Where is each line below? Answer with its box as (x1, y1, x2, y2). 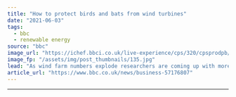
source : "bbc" (7, 43, 49, 50)
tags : (7, 23, 23, 30)
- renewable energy (13, 37, 71, 44)
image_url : (7, 50, 39, 57)
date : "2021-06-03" (7, 17, 65, 24)
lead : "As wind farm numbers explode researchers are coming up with (7, 63, 216, 70)
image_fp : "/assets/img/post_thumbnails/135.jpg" (7, 56, 156, 63)
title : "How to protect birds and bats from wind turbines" (7, 10, 188, 18)
